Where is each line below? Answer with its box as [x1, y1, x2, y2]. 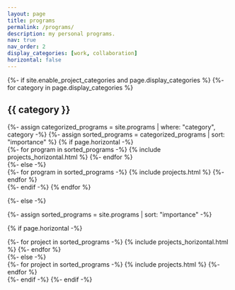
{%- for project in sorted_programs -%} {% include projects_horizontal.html [7, 238, 229, 246]
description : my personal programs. [7, 30, 115, 37]
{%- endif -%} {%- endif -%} [7, 275, 93, 284]
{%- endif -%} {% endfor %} [7, 182, 91, 191]
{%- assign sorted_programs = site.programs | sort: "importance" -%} [7, 210, 212, 219]
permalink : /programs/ [7, 23, 74, 30]
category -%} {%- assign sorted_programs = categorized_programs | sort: [7, 130, 225, 139]
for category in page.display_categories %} [7, 83, 133, 92]
